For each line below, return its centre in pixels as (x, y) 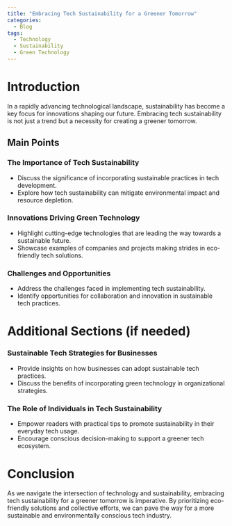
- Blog (23, 26)
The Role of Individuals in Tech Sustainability (85, 408)
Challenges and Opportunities (59, 273)
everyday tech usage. (48, 431)
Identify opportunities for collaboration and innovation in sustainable (115, 296)
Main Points (33, 143)
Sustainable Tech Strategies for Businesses (82, 353)
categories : (24, 20)
